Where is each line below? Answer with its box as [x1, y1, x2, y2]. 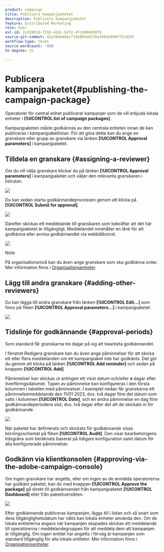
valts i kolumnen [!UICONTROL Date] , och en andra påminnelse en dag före [5, 396, 158, 402]
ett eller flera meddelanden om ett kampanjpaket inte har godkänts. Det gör [5, 355, 157, 361]
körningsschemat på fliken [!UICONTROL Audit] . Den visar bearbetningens [5, 430, 157, 436]
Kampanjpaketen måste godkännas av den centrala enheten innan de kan [5, 125, 153, 131]
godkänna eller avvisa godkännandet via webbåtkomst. [5, 231, 117, 237]
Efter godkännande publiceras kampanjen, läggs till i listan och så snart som [5, 510, 159, 516]
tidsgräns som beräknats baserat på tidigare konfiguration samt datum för [5, 436, 154, 441]
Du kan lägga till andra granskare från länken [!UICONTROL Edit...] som [5, 299, 150, 305]
